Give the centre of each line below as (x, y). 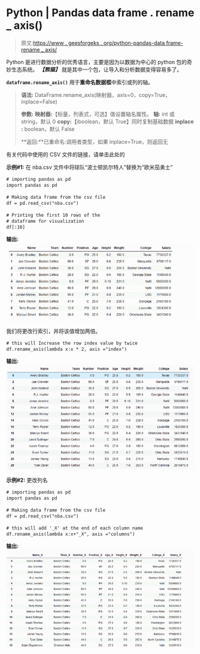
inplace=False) (39, 101)
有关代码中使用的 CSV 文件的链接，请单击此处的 (66, 154)
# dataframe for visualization (45, 221)
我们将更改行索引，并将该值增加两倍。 (53, 331)
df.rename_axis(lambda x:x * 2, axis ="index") (67, 349)
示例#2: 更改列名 (27, 480)
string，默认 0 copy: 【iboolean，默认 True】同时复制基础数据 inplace (107, 121)
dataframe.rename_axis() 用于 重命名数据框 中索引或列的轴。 (80, 82)
